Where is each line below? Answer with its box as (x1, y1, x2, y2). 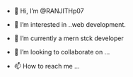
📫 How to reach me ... (13, 62, 80, 70)
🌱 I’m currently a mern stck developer (13, 34, 124, 42)
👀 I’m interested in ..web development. (13, 20, 126, 28)
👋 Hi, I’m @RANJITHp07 (13, 7, 84, 15)
